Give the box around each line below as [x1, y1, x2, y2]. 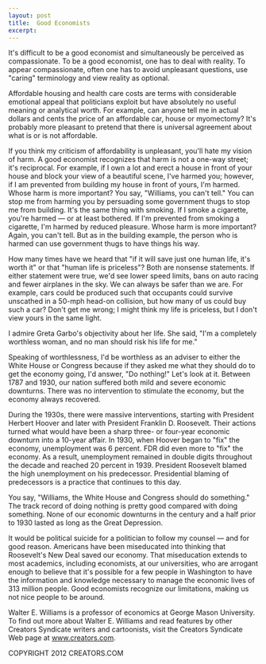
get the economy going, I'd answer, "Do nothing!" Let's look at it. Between [8, 370, 251, 379]
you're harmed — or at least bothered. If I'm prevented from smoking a [8, 213, 240, 223]
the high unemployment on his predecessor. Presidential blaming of [8, 469, 229, 478]
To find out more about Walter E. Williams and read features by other [8, 616, 233, 626]
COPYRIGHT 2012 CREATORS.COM [8, 648, 124, 658]
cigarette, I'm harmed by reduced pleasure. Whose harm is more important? [8, 222, 256, 232]
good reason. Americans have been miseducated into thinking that [8, 542, 226, 551]
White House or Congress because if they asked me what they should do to [8, 361, 256, 370]
